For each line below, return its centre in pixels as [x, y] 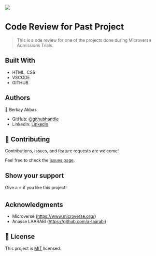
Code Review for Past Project [64, 27]
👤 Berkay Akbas [21, 110]
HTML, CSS [23, 72]
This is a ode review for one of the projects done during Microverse [84, 40]
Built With [20, 61]
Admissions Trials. [35, 45]
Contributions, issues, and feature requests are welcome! [62, 151]
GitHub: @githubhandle [35, 119]
